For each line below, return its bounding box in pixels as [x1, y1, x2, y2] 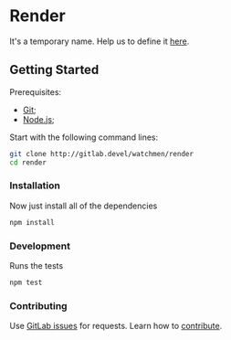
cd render [9, 157, 47, 167]
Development [9, 239, 71, 252]
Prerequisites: [9, 86, 62, 97]
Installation [9, 179, 61, 192]
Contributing [9, 299, 68, 312]
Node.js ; [22, 113, 55, 124]
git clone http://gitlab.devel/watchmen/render [9, 149, 194, 158]
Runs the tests [9, 260, 64, 271]
